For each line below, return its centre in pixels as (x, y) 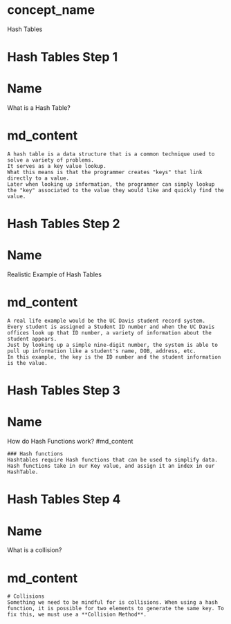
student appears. (32, 339)
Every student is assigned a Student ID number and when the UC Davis (111, 327)
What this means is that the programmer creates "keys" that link (105, 172)
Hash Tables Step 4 (64, 499)
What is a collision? (35, 550)
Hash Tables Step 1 (63, 57)
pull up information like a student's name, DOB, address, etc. (102, 351)
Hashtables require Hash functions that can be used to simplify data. (112, 460)
